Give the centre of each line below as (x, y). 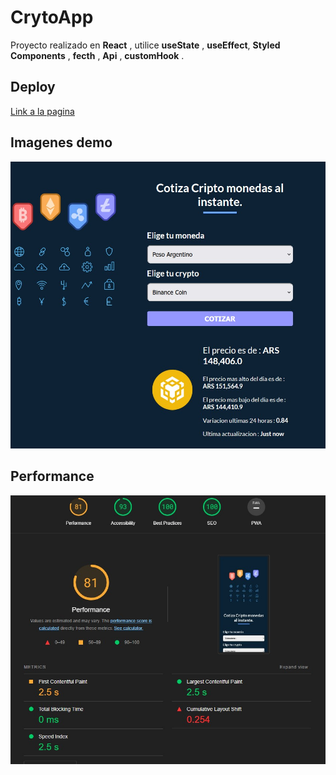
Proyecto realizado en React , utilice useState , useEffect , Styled (145, 45)
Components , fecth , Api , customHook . (97, 55)
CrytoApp (52, 17)
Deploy (33, 87)
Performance (52, 476)
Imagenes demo (61, 142)
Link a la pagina (42, 111)
